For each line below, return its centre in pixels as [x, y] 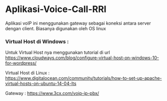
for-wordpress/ [21, 63]
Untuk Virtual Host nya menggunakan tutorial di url [58, 53]
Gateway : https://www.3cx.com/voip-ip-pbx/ [52, 93]
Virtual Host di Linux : [27, 73]
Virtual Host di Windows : [37, 41]
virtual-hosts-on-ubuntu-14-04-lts [41, 83]
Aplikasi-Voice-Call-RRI [56, 9]
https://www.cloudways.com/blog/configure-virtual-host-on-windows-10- [82, 58]
